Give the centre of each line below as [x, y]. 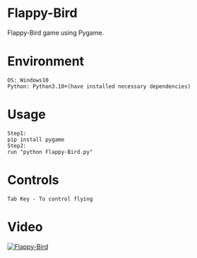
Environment [46, 61]
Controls [33, 180]
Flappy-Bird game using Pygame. [56, 33]
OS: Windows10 [28, 80]
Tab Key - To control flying [50, 199]
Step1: [17, 133]
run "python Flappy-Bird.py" [50, 152]
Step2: [17, 146]
